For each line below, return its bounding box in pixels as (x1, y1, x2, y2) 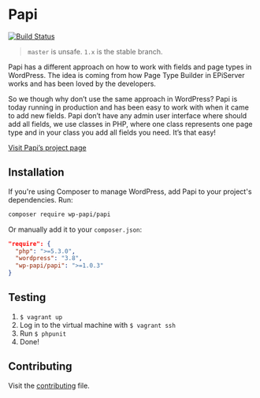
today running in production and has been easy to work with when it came (8, 102, 250, 112)
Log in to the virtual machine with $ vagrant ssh (19, 320, 176, 329)
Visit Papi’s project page (8, 143, 87, 152)
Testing (8, 291, 46, 304)
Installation (8, 166, 65, 179)
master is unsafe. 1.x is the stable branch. (27, 46, 163, 56)
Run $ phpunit (19, 329, 67, 338)
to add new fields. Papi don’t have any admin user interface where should (8, 110, 247, 120)
